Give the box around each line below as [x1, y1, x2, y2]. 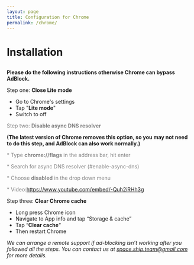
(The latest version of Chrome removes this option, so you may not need [7, 133, 188, 141]
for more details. [7, 251, 47, 258]
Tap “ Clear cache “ [15, 221, 62, 228]
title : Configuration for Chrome [7, 14, 89, 20]
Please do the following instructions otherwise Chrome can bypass [7, 69, 175, 76]
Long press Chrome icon [15, 209, 76, 216]
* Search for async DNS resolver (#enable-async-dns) [7, 162, 140, 170]
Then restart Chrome [15, 228, 67, 235]
